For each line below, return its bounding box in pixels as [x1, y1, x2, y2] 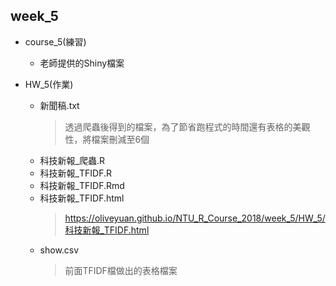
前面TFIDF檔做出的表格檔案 [64, 264, 178, 276]
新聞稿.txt [39, 99, 80, 111]
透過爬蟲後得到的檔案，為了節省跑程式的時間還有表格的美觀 [64, 120, 311, 133]
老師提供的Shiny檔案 [39, 57, 125, 69]
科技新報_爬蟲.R [39, 154, 106, 166]
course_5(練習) [24, 35, 87, 48]
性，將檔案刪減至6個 [64, 133, 150, 145]
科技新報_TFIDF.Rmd [39, 179, 125, 191]
